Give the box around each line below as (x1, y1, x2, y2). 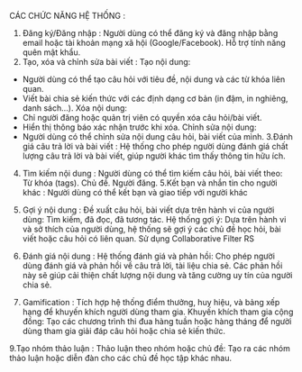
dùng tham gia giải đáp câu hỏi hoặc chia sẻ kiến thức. (22, 326, 226, 336)
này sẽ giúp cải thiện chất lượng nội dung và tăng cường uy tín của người (22, 270, 293, 280)
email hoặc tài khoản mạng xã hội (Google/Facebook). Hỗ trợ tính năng (22, 38, 286, 48)
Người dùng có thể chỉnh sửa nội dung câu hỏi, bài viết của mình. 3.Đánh (22, 132, 293, 141)
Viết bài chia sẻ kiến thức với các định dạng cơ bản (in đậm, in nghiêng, (22, 93, 288, 104)
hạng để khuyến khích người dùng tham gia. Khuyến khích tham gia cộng (22, 306, 294, 317)
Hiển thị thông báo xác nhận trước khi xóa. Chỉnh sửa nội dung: (22, 122, 257, 132)
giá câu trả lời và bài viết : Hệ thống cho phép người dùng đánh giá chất (22, 141, 288, 151)
